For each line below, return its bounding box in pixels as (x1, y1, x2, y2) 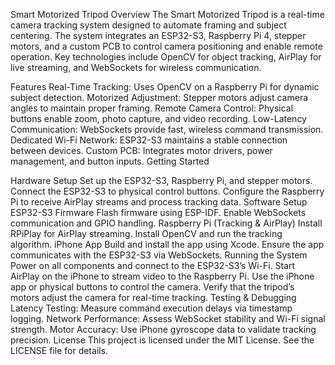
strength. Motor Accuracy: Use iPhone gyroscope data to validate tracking (10, 324, 317, 335)
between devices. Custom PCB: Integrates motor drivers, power (10, 145, 273, 156)
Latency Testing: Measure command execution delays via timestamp (10, 302, 293, 314)
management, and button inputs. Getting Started (10, 155, 210, 167)
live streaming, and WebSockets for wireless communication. (10, 62, 262, 73)
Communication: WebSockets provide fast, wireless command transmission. (10, 124, 324, 135)
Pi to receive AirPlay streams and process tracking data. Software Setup (10, 196, 308, 208)
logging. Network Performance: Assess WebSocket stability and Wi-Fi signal (10, 313, 326, 324)
